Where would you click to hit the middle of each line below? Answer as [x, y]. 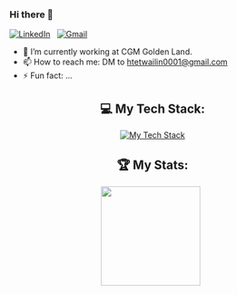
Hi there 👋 [32, 15]
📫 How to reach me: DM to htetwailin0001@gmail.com [125, 62]
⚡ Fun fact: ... [47, 75]
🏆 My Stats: [153, 165]
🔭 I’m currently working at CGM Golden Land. [107, 52]
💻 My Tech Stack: [153, 108]
